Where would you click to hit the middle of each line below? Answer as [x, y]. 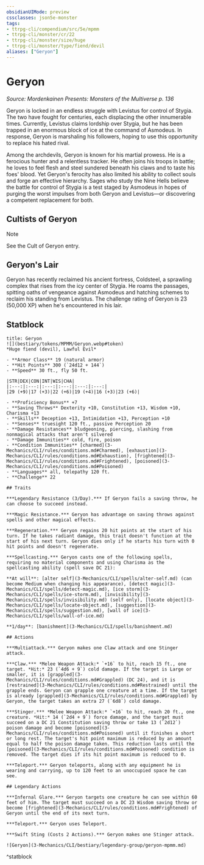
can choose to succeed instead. [47, 504]
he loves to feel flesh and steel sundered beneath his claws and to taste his [100, 168]
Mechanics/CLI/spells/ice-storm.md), [54, 595]
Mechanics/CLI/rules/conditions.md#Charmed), [65, 451]
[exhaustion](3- [146, 451]
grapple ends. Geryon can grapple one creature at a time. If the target [102, 691]
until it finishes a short [160, 733]
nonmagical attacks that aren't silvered [60, 435]
